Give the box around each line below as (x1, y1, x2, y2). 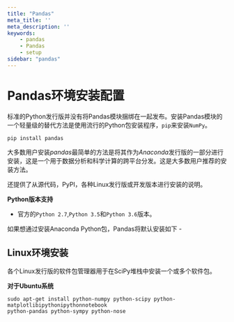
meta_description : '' (7, 23, 70, 30)
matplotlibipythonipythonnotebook (7, 301, 108, 309)
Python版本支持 (7, 194, 54, 203)
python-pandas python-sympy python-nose (7, 307, 127, 314)
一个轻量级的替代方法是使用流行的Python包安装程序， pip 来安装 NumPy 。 (7, 121, 211, 129)
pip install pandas (7, 135, 64, 141)
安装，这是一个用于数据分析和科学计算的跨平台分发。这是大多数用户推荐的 (7, 156, 221, 164)
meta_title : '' (7, 17, 52, 24)
